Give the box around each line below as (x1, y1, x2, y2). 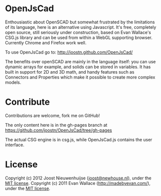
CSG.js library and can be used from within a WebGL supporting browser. (5, 35, 153, 40)
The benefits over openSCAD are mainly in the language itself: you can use (5, 59, 156, 64)
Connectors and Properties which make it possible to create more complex (5, 74, 155, 80)
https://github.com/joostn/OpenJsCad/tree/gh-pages (5, 127, 112, 133)
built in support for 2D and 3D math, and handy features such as (5, 69, 135, 75)
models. (5, 79, 21, 85)
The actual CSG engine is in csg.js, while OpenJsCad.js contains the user (5, 137, 153, 142)
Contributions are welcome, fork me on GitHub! (5, 113, 100, 118)
